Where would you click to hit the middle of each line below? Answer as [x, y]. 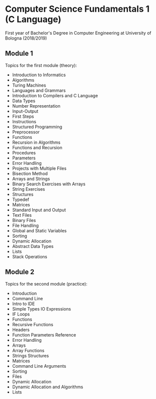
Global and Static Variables [39, 230]
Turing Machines [29, 85]
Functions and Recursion [37, 147]
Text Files [22, 215]
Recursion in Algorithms [36, 142]
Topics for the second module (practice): [46, 284]
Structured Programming [37, 127]
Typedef [21, 199]
